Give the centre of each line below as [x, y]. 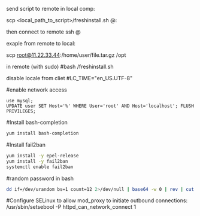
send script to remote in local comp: [51, 9]
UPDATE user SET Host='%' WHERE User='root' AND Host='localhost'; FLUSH [100, 106]
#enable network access [37, 90]
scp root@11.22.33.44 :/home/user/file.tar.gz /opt [66, 55]
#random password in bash [40, 178]
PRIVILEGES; [21, 111]
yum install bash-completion [43, 133]
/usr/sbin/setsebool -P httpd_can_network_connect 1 [71, 207]
